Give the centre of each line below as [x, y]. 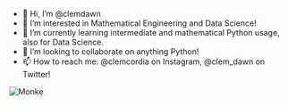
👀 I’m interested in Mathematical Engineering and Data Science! [139, 23]
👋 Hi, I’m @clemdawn [61, 14]
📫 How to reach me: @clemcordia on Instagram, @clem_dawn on [144, 61]
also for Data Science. [63, 42]
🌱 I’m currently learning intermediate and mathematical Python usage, [151, 32]
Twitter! [36, 74]
